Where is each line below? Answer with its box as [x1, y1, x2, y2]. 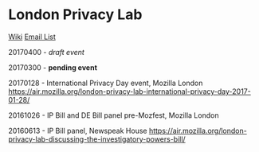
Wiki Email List [8, 32, 56, 41]
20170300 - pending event [8, 62, 98, 72]
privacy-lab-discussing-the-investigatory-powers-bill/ [8, 134, 186, 144]
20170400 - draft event [8, 47, 85, 57]
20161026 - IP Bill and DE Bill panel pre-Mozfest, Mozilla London [8, 110, 219, 120]
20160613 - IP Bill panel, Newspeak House [8, 126, 147, 135]
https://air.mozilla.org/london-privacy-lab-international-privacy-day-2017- [8, 86, 251, 96]
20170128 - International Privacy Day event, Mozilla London [8, 78, 203, 88]
